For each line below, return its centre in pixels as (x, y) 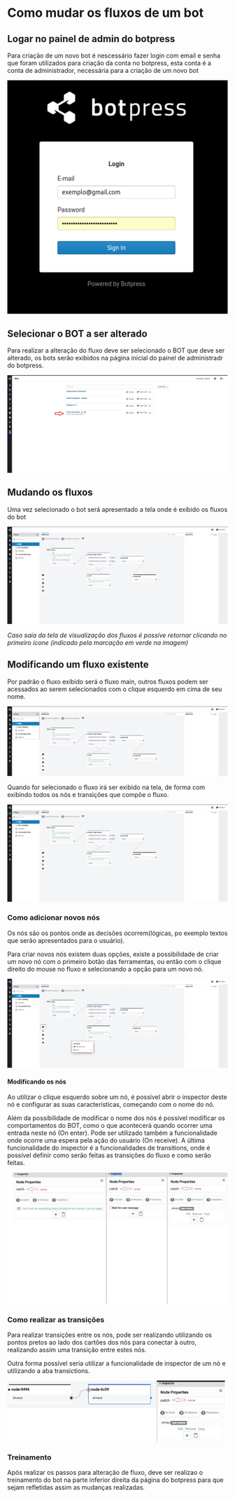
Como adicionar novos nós (54, 918)
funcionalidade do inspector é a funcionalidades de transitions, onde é (109, 1148)
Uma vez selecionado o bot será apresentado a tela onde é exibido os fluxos (117, 509)
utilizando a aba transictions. (49, 1371)
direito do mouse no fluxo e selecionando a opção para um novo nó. (106, 969)
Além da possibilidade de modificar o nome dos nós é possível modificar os (116, 1118)
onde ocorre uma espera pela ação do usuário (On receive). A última (106, 1140)
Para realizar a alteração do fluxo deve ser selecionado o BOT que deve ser (116, 350)
